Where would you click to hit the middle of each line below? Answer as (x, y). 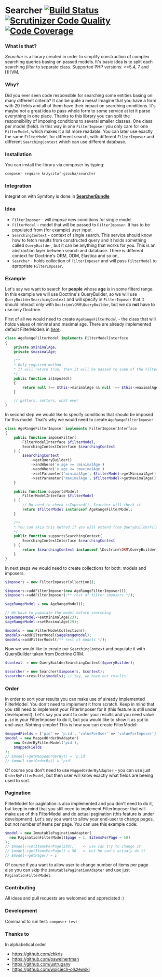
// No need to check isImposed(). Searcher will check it (82, 505)
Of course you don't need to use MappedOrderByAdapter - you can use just (78, 770)
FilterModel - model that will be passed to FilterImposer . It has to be (81, 224)
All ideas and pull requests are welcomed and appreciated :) (65, 898)
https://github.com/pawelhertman (45, 959)
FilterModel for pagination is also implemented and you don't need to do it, (79, 803)
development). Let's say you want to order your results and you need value (80, 715)
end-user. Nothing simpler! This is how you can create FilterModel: (71, 725)
